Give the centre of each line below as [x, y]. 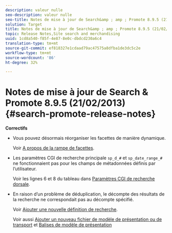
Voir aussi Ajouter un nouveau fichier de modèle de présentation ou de [87, 219]
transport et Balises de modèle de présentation [62, 225]
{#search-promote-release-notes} [81, 114]
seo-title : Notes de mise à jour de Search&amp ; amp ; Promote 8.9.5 [82, 19]
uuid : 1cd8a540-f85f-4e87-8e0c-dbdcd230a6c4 [53, 39]
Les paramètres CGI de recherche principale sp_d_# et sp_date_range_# [88, 158]
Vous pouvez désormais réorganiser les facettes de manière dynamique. [89, 138]
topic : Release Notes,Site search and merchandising [63, 34]
